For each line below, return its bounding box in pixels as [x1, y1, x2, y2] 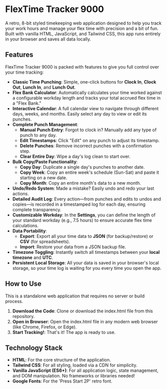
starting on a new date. [19, 174, 67, 181]
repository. [12, 313, 35, 319]
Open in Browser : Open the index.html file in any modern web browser [12, 318, 158, 324]
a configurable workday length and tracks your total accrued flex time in [12, 95, 161, 101]
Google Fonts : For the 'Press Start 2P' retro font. [12, 378, 113, 384]
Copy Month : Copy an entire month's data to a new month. [19, 180, 141, 186]
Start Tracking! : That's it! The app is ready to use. [12, 329, 116, 335]
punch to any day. [19, 132, 57, 138]
